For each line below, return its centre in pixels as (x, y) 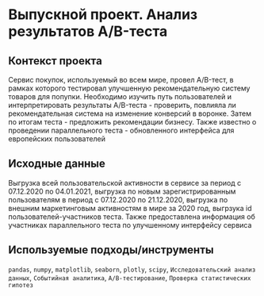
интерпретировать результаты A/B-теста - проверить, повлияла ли (122, 105)
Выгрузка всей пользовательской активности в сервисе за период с (125, 183)
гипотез (21, 285)
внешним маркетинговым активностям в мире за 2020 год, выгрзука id (130, 208)
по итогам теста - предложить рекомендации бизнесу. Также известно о (132, 122)
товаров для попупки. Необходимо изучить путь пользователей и (120, 96)
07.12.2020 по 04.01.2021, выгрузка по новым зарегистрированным (122, 191)
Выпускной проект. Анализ (103, 15)
